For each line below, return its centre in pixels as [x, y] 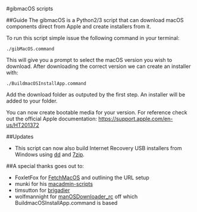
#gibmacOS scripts [30, 9]
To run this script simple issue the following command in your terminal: [93, 38]
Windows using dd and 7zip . [50, 155]
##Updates [20, 137]
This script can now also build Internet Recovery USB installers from [98, 148]
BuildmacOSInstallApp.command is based [66, 203]
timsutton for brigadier [42, 190]
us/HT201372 [23, 125]
